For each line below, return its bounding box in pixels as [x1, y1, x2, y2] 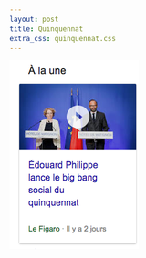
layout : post [9, 15, 59, 24]
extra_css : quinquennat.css [9, 34, 117, 43]
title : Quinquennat [9, 24, 84, 34]
